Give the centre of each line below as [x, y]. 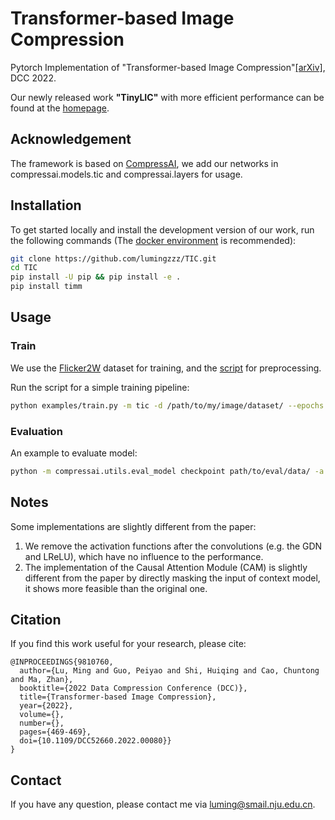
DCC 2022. [33, 78]
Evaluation [36, 431]
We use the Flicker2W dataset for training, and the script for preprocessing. [166, 368]
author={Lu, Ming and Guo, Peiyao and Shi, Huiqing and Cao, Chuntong [169, 671]
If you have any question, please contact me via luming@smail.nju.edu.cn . [163, 804]
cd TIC [24, 268]
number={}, [42, 723]
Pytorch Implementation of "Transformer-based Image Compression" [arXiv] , [168, 67]
